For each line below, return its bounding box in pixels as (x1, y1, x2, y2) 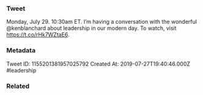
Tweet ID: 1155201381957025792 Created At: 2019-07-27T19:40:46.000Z (6, 60, 191, 68)
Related (6, 82, 30, 90)
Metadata (6, 46, 35, 55)
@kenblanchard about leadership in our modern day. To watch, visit (6, 24, 177, 32)
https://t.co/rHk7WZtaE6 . (6, 31, 70, 38)
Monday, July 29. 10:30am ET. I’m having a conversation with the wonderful (6, 18, 197, 26)
